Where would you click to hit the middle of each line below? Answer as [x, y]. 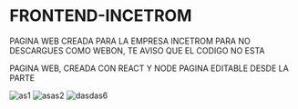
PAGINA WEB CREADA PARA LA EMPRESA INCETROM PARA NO [130, 41]
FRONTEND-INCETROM [101, 16]
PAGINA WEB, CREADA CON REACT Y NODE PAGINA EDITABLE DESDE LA [149, 68]
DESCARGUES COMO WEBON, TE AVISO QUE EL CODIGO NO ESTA [137, 50]
